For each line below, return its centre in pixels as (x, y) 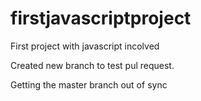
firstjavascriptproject (101, 18)
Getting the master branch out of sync (89, 84)
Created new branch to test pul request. (92, 65)
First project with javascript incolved (85, 46)
